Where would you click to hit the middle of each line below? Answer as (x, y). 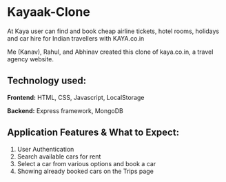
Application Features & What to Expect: (93, 133)
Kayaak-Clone (49, 12)
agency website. (30, 59)
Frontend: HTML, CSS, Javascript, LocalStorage (76, 97)
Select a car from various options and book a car (86, 163)
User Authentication (45, 149)
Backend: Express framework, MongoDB (65, 110)
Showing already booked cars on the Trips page (85, 171)
